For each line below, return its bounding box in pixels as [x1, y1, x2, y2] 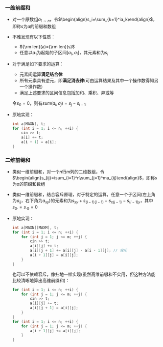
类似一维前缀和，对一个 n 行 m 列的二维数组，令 [12, 169, 105, 175]
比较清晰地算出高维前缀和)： [12, 277, 70, 283]
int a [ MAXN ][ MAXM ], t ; [12, 225, 59, 230]
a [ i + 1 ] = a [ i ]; [21, 140, 57, 145]
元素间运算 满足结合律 [19, 71, 63, 77]
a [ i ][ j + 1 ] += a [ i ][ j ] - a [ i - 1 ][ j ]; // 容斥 [30, 248, 127, 253]
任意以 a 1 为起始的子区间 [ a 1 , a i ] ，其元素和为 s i [19, 50, 109, 57]
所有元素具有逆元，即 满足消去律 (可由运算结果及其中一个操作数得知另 [19, 77, 159, 83]
